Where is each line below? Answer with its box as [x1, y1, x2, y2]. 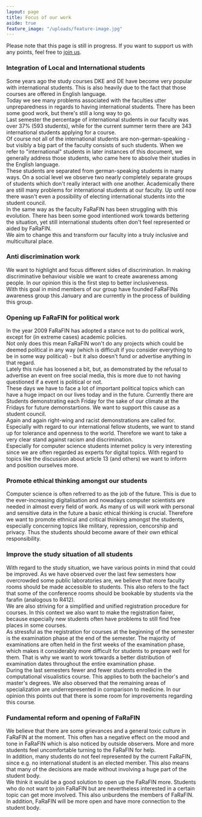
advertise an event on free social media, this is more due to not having [6, 372, 181, 379]
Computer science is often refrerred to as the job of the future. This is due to [6, 490, 197, 497]
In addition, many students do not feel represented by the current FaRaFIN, [6, 753, 192, 760]
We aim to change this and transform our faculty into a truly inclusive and [6, 231, 189, 238]
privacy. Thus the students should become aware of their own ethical [6, 529, 178, 536]
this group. [6, 298, 33, 305]
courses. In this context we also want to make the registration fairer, [6, 608, 175, 616]
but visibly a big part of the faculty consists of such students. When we [6, 141, 183, 148]
